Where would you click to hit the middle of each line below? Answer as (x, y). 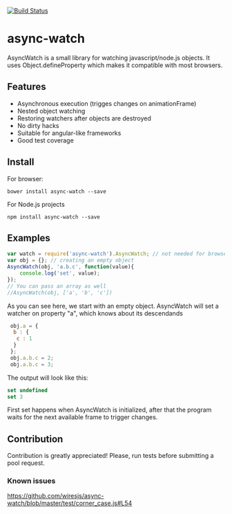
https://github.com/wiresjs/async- (56, 496)
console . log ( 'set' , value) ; (60, 273)
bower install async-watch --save (57, 191)
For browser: (25, 178)
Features (27, 87)
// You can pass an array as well (57, 286)
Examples (29, 238)
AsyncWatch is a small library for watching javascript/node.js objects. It (109, 57)
